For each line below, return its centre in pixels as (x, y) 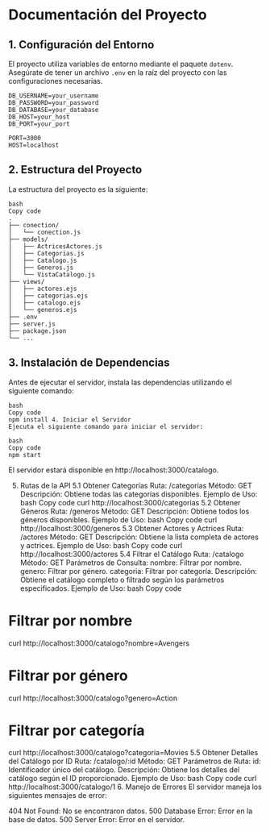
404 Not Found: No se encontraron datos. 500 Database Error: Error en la (131, 811)
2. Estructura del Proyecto (75, 170)
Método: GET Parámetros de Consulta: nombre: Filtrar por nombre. (131, 563)
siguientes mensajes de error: (58, 796)
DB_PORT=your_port (39, 124)
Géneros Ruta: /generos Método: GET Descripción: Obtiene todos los (135, 511)
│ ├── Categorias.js (46, 253)
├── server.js (32, 324)
